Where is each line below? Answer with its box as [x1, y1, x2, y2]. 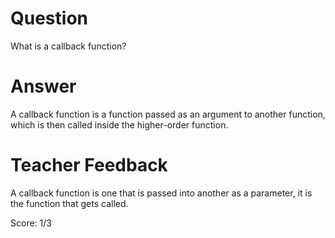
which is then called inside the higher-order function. [10, 118, 229, 131]
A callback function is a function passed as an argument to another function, [10, 108, 326, 120]
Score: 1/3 [10, 217, 52, 229]
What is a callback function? [10, 40, 127, 52]
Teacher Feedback [10, 154, 168, 177]
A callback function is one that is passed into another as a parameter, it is [10, 187, 313, 199]
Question [10, 7, 88, 30]
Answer [10, 75, 77, 98]
